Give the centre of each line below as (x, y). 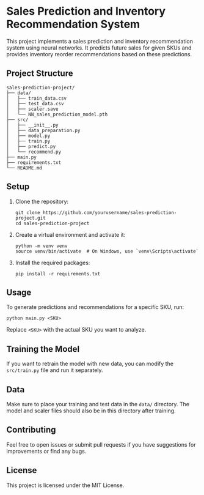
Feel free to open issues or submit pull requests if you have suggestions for (101, 444)
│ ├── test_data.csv (35, 103)
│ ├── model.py (28, 136)
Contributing (31, 430)
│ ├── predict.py (31, 146)
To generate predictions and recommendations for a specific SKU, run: (95, 307)
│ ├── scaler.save (33, 109)
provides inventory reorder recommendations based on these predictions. (99, 54)
